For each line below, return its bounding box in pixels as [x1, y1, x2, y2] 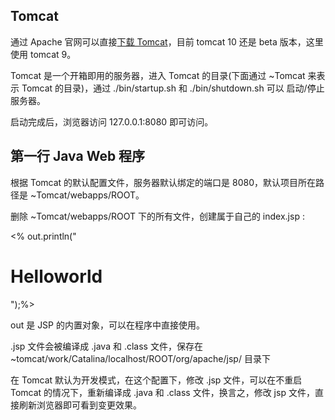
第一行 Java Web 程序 [10, 148, 146, 165]
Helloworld [10, 265, 103, 288]
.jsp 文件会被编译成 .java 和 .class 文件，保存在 [10, 340, 203, 352]
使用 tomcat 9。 [10, 48, 77, 60]
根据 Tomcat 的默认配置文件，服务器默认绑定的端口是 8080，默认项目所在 [10, 176, 316, 188]
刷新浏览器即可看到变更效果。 [18, 399, 142, 411]
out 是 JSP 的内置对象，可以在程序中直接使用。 [10, 319, 205, 331]
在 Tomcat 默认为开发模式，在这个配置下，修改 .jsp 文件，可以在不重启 [10, 374, 303, 386]
